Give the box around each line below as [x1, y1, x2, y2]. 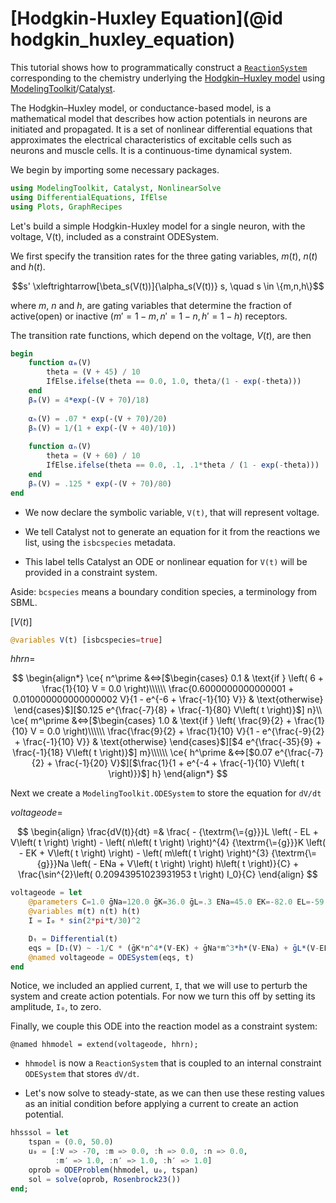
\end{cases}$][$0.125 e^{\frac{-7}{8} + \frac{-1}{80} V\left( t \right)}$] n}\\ [13, 704, 323, 716]
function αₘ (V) [28, 358, 92, 368]
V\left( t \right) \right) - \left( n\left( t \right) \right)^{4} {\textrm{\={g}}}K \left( [10, 837, 326, 849]
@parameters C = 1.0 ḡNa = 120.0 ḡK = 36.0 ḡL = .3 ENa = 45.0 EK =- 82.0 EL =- [28, 897, 315, 907]
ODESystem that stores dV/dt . [24, 1068, 140, 1080]
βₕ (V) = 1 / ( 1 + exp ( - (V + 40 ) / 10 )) [28, 423, 177, 433]
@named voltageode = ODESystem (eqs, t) [28, 952, 195, 962]
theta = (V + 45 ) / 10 [46, 367, 141, 377]
